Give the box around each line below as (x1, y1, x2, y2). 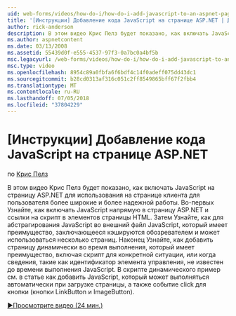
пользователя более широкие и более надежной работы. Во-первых (7, 198, 214, 207)
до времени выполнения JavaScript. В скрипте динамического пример (7, 265, 221, 273)
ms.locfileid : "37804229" (7, 102, 83, 109)
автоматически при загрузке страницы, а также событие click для (7, 280, 206, 288)
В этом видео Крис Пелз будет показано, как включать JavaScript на (7, 183, 216, 191)
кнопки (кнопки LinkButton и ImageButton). (7, 287, 135, 296)
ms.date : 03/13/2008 (7, 43, 68, 50)
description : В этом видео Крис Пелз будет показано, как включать (7, 29, 209, 37)
